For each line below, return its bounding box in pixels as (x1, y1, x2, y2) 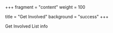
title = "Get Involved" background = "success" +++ (5, 14, 109, 19)
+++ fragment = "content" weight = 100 (5, 4, 85, 10)
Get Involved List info (5, 23, 48, 29)
